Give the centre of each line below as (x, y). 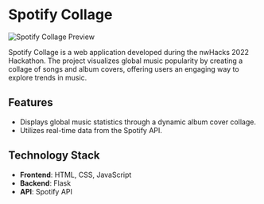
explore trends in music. (48, 77)
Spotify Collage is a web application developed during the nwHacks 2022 (128, 52)
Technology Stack (54, 156)
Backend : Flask (45, 183)
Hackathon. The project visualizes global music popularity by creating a (126, 61)
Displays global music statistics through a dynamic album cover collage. (138, 122)
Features (31, 102)
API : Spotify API (46, 191)
